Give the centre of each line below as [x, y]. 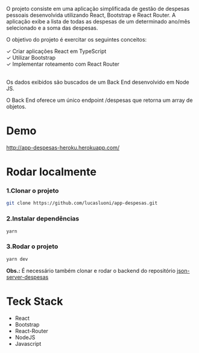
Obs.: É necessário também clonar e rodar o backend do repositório [91, 270]
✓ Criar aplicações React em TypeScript [56, 51]
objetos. [16, 107]
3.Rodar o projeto [32, 246]
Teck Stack [35, 301]
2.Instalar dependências [43, 219]
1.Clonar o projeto [33, 191]
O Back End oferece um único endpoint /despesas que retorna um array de [99, 100]
